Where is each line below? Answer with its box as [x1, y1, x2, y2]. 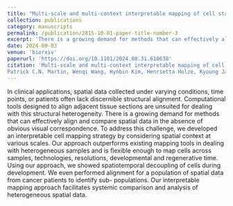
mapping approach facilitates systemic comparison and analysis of [7, 183, 199, 191]
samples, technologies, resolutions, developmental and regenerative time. [7, 153, 218, 162]
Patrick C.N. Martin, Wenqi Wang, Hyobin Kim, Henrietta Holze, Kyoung [7, 68, 218, 75]
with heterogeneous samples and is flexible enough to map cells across [7, 146, 212, 155]
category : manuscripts [7, 23, 73, 30]
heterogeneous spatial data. [7, 190, 87, 198]
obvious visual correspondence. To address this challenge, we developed [7, 124, 218, 132]
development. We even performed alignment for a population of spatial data [7, 168, 224, 177]
